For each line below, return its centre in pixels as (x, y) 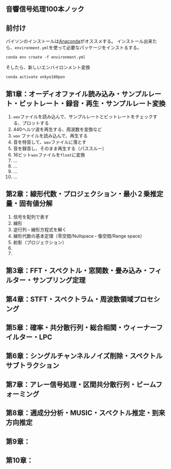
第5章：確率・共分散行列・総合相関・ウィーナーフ (84, 328)
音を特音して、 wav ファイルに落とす (50, 142)
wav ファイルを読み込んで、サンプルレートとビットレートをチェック (83, 117)
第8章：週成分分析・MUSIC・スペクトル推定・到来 (85, 413)
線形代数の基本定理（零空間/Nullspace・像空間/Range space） (79, 236)
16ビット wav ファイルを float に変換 (49, 155)
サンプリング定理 (59, 280)
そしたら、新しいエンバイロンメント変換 (48, 67)
